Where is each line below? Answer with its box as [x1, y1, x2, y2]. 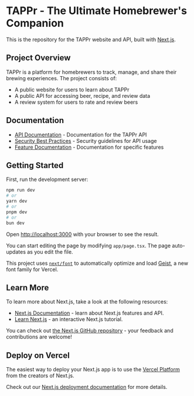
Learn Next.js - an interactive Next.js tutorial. [14, 316, 123, 323]
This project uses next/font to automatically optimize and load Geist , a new [6, 260, 189, 267]
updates [6, 248, 26, 255]
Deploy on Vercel [6, 350, 70, 360]
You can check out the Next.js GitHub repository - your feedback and [6, 327, 174, 334]
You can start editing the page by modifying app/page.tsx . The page [6, 242, 171, 249]
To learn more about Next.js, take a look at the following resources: [6, 298, 168, 305]
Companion [6, 16, 64, 30]
